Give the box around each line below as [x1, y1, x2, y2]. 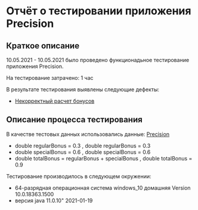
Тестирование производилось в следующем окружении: [6, 172, 151, 180]
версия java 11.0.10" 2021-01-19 [14, 197, 93, 204]
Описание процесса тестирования [6, 115, 143, 125]
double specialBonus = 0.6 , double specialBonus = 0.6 [14, 148, 151, 156]
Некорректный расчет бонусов [14, 97, 95, 104]
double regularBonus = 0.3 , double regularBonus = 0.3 [14, 142, 151, 149]
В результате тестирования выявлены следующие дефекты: [6, 86, 160, 93]
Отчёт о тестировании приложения [6, 4, 191, 18]
